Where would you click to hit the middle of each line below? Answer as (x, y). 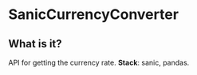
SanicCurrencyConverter (94, 15)
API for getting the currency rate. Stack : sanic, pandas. (99, 62)
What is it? (35, 44)
